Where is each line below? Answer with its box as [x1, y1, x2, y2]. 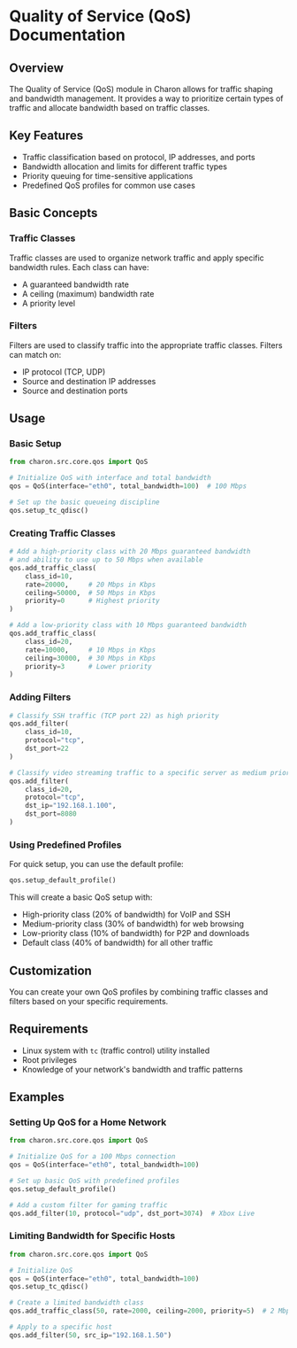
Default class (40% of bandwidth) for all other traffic [21, 937, 214, 949]
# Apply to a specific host [9, 1322, 113, 1332]
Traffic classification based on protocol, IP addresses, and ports [21, 151, 255, 162]
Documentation [9, 25, 126, 45]
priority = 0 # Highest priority [25, 596, 161, 606]
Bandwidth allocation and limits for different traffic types [21, 161, 228, 172]
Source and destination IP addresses [21, 376, 156, 386]
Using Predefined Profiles [9, 839, 122, 851]
